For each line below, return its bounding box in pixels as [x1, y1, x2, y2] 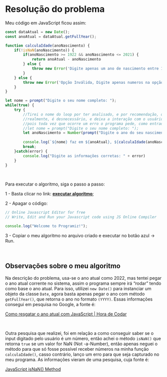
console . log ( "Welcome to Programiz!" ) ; [5, 224, 88, 229]
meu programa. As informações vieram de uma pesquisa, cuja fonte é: [5, 356, 149, 363]
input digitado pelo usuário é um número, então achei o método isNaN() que [5, 335, 162, 341]
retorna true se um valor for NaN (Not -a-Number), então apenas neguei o [5, 341, 158, 347]
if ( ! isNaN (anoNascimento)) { [14, 48, 75, 53]
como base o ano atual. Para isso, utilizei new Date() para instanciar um [5, 285, 152, 291]
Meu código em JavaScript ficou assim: [5, 20, 86, 26]
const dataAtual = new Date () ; [5, 29, 70, 34]
